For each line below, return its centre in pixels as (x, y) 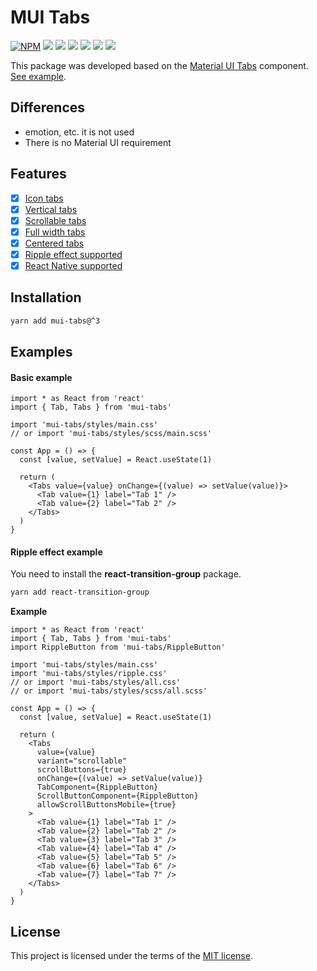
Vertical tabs (51, 209)
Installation (46, 297)
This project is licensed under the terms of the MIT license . (131, 956)
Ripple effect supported (73, 254)
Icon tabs (44, 198)
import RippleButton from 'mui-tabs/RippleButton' (118, 647)
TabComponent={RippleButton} (97, 787)
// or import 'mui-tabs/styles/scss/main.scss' (111, 434)
